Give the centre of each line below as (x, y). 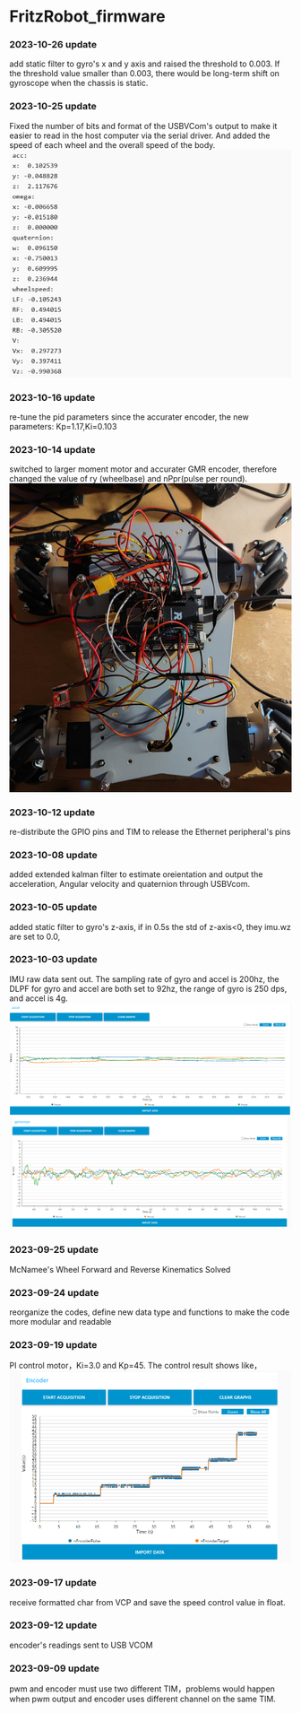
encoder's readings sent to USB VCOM (82, 1645)
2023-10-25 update (53, 107)
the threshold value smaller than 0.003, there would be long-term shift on (145, 74)
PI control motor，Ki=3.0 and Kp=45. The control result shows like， (136, 1366)
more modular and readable (60, 1322)
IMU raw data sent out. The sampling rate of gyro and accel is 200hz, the (144, 978)
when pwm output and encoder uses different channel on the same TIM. (142, 1699)
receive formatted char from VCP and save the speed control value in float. (148, 1602)
